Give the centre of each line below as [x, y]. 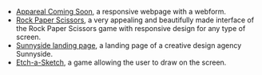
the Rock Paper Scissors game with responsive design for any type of [131, 28]
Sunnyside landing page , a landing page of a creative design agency [129, 45]
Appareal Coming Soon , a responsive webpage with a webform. [121, 12]
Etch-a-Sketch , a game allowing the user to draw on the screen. [121, 62]
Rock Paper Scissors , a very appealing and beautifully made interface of [135, 20]
